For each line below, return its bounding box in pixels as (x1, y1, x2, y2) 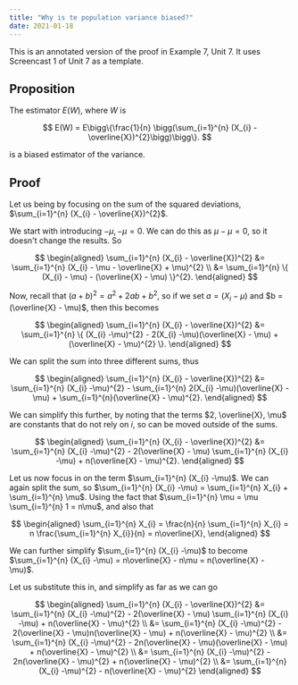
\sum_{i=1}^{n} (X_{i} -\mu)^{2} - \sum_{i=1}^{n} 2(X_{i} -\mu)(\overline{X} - (10, 382, 290, 393)
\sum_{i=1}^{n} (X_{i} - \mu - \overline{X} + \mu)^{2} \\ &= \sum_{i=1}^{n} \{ (12, 262, 288, 273)
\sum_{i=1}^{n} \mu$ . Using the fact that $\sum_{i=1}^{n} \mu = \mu (9, 491, 259, 502)
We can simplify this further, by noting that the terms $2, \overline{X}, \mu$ (9, 409, 287, 420)
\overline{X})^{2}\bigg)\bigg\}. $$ (87, 131, 212, 143)
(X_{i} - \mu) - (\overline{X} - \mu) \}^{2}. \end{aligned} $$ (41, 272, 259, 283)
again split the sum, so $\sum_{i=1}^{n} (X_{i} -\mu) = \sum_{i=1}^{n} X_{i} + (9, 482, 288, 493)
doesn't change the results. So (9, 235, 122, 246)
